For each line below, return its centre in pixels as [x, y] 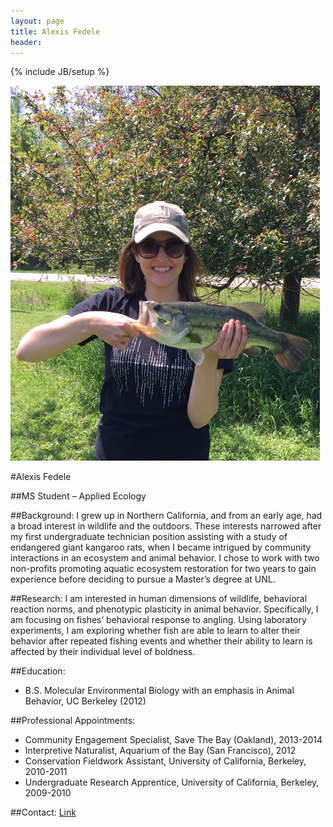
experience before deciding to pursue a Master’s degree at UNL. [143, 579]
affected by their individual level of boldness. [103, 652]
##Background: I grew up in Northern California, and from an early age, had [166, 516]
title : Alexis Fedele [55, 31]
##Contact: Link [43, 812]
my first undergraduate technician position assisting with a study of [149, 537]
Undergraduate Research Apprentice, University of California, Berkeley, [172, 782]
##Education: [38, 671]
